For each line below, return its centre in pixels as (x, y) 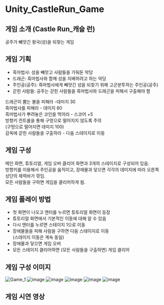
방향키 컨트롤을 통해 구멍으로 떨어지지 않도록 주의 (53, 120)
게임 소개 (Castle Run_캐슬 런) (50, 29)
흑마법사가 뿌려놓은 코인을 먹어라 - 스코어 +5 (49, 114)
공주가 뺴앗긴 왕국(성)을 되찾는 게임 (40, 42)
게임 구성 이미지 (28, 267)
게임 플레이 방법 (28, 200)
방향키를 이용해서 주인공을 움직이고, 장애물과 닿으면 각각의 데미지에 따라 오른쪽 (82, 169)
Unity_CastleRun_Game (55, 9)
